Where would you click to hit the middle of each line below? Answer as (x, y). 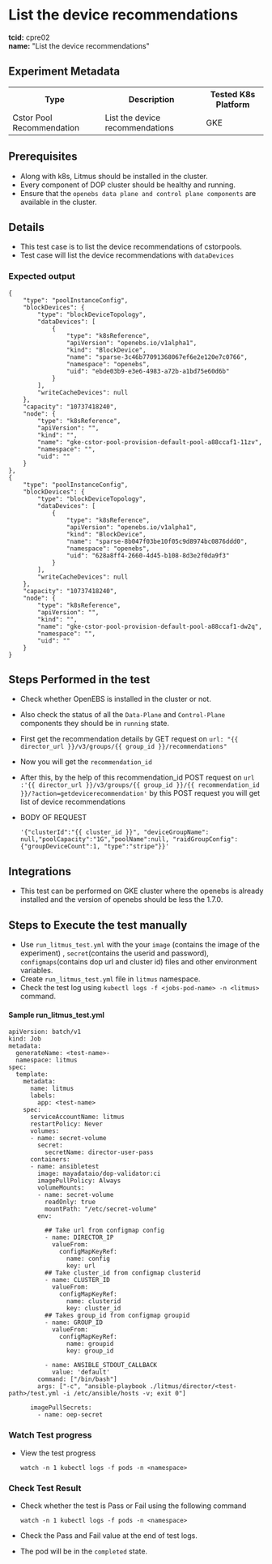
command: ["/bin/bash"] (77, 1379)
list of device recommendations (72, 802)
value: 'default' (81, 1372)
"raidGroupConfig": (206, 840)
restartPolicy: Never (66, 1124)
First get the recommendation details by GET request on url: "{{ (129, 739)
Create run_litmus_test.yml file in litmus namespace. (110, 979)
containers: (50, 1160)
